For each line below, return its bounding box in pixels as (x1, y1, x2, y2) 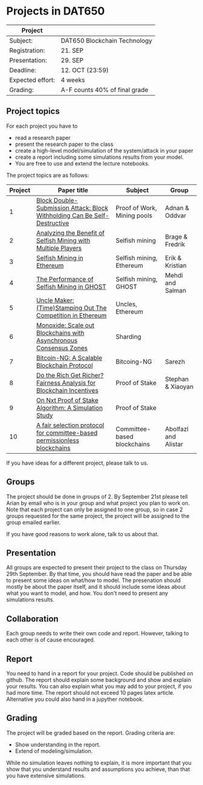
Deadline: (9, 65, 36, 74)
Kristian (165, 261, 187, 270)
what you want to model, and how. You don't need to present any (6, 589, 169, 597)
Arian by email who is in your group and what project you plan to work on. (6, 499, 190, 506)
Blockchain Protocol (36, 361, 94, 369)
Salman (165, 286, 187, 294)
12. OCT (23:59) (60, 65, 109, 74)
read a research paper (14, 134, 71, 141)
